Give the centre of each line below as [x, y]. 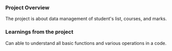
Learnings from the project [39, 32]
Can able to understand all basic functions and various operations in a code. [86, 43]
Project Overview [27, 8]
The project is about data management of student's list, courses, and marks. [86, 19]
